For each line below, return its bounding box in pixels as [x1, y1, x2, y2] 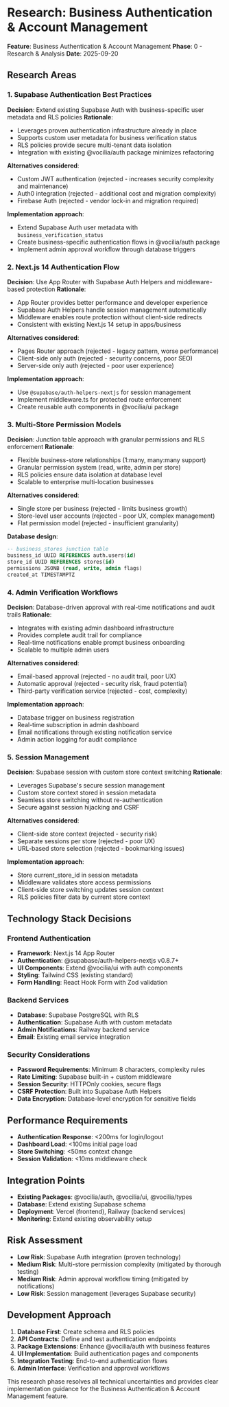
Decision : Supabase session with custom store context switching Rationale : [7, 768, 223, 777]
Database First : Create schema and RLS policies [16, 1327, 155, 1336]
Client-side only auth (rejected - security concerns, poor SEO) [16, 354, 193, 362]
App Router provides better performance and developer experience [16, 298, 208, 306]
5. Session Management [7, 752, 90, 762]
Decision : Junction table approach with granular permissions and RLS [7, 435, 205, 444]
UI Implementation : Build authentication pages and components [16, 1349, 199, 1358]
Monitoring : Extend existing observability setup [16, 1215, 152, 1223]
